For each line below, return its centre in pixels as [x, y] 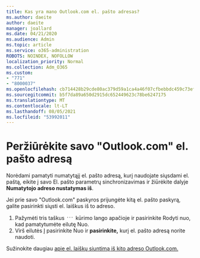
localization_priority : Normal [45, 61]
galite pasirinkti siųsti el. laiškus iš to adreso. [60, 206]
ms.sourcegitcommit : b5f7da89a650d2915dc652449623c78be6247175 [86, 95]
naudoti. [25, 237]
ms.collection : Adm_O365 [37, 67]
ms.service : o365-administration [48, 51]
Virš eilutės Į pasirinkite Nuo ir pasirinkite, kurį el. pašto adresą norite [100, 231]
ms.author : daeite [29, 17]
